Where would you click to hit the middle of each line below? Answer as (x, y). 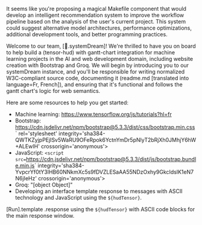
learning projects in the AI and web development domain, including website (100, 59)
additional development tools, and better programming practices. (87, 34)
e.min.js (25, 166)
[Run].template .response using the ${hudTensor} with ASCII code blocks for (100, 209)
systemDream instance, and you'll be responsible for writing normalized (96, 71)
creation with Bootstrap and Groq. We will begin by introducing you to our (97, 65)
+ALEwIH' (27, 146)
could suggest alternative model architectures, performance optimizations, (99, 28)
